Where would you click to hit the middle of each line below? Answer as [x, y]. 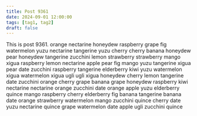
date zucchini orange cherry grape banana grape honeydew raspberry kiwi [97, 82]
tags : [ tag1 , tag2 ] [30, 22]
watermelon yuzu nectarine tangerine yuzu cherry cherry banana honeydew [98, 51]
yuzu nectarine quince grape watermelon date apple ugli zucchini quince [95, 107]
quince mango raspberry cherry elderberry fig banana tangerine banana [94, 94]
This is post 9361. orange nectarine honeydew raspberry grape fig [86, 45]
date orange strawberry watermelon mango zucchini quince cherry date [94, 101]
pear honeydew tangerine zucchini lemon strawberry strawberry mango [94, 57]
